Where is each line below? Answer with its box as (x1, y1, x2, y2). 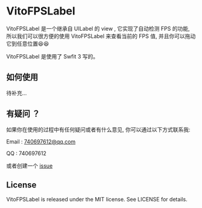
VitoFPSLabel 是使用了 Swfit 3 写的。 (6, 52, 98, 60)
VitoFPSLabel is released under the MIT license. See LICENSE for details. (6, 196, 188, 203)
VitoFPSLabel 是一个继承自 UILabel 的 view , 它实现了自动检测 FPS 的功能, (6, 25, 190, 32)
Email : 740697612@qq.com (6, 137, 76, 145)
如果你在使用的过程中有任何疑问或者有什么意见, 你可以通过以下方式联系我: (6, 125, 191, 133)
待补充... (6, 89, 27, 96)
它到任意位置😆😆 (6, 40, 49, 47)
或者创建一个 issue (6, 162, 53, 169)
